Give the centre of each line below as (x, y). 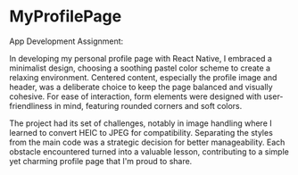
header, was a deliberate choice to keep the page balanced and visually (141, 87)
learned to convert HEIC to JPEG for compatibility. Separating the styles (141, 132)
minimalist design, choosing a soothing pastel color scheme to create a (140, 68)
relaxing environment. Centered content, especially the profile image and (143, 77)
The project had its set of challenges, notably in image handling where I (141, 123)
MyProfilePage (66, 17)
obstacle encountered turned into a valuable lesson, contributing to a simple (149, 151)
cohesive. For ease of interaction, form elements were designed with (136, 96)
